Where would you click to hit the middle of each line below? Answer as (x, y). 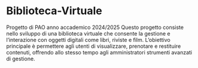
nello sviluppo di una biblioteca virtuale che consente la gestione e (88, 33)
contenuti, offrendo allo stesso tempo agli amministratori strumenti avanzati (99, 52)
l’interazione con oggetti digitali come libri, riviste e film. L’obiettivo (88, 40)
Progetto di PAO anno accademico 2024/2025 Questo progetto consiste (95, 27)
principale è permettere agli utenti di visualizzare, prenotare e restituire (94, 46)
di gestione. (21, 59)
